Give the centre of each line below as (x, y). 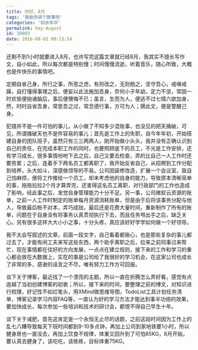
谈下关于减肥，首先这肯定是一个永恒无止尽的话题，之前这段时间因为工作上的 (99, 319)
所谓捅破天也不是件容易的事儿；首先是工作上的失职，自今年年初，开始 (101, 133)
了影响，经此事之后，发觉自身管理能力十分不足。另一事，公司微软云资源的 (96, 192)
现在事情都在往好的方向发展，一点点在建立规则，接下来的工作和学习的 (101, 249)
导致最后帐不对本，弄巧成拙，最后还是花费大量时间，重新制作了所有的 (101, 207)
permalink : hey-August (34, 28)
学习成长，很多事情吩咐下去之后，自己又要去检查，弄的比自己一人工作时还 (101, 155)
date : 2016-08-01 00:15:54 (39, 39)
